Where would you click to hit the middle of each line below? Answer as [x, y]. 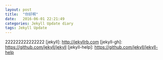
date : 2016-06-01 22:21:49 [35, 19]
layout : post [18, 10]
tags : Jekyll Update [26, 28]
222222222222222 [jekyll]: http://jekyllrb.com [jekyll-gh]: [64, 42]
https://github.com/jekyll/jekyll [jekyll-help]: [49, 47]
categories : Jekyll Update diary [39, 23]
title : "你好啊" [22, 14]
